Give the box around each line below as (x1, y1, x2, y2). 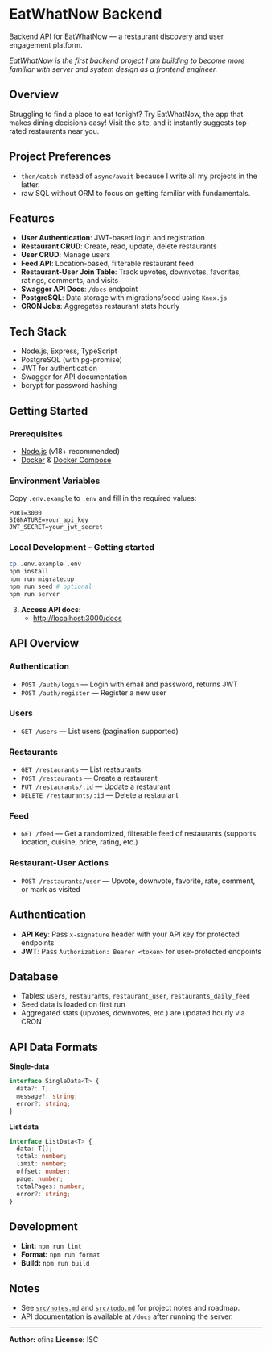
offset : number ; (16, 1167, 71, 1176)
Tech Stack (9, 324, 67, 339)
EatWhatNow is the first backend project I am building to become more (9, 56, 245, 65)
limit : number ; (16, 1160, 68, 1168)
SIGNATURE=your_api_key (9, 516, 89, 524)
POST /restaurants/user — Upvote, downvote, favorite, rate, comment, (20, 876, 256, 886)
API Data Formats (9, 1040, 99, 1053)
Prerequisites (9, 428, 63, 440)
